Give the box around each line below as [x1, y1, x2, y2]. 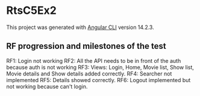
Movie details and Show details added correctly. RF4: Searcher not [6, 70, 172, 77]
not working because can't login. [6, 83, 88, 90]
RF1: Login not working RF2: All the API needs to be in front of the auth [6, 57, 181, 64]
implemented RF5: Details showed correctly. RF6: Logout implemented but [6, 76, 191, 83]
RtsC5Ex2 [6, 4, 57, 18]
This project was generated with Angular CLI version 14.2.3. [6, 24, 155, 31]
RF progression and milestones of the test [6, 41, 167, 51]
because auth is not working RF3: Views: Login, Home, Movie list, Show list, [6, 63, 195, 71]
